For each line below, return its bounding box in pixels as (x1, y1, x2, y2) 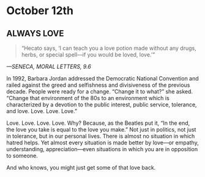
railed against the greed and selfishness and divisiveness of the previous (6, 81, 190, 88)
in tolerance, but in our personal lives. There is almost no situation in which (6, 133, 195, 140)
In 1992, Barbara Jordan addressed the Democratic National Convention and (6, 75, 199, 82)
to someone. (6, 152, 38, 159)
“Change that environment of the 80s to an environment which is (6, 95, 170, 101)
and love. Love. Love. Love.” (6, 108, 78, 114)
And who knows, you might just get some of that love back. (6, 164, 156, 171)
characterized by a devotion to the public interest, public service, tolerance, (6, 101, 197, 108)
